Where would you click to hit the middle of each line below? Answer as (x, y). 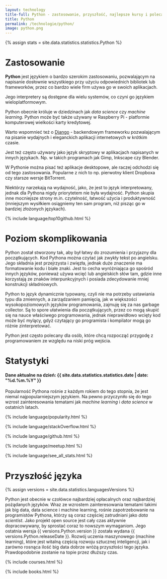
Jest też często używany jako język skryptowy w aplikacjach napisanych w (82, 152)
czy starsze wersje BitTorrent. (36, 178)
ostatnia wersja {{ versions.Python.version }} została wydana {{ (70, 531)
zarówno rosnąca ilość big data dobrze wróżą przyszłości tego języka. (77, 547)
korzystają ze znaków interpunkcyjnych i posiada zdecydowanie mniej (77, 279)
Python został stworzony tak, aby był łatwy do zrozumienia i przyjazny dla (81, 252)
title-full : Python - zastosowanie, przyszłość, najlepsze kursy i (77, 14)
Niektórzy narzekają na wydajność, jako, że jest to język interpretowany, (79, 188)
